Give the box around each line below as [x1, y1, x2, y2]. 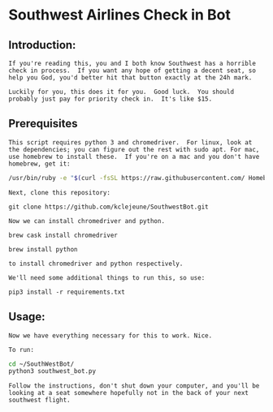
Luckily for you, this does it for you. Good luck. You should [8, 88, 234, 96]
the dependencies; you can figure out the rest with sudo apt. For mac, [8, 145, 260, 153]
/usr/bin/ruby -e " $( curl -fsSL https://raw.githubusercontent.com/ [8, 174, 245, 182]
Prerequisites [8, 117, 78, 131]
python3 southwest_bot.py [8, 367, 96, 376]
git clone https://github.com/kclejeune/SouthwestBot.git [8, 203, 209, 211]
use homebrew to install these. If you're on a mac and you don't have [8, 152, 260, 161]
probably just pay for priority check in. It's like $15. [8, 95, 213, 103]
